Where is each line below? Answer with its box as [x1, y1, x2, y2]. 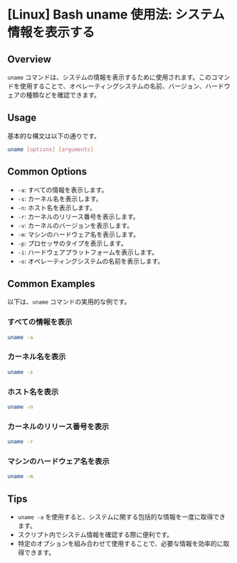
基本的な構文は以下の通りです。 [7, 131, 101, 140]
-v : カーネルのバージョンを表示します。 [17, 221, 134, 229]
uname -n [7, 403, 33, 410]
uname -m [7, 473, 33, 480]
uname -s [7, 368, 33, 376]
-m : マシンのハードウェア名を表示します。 [17, 229, 140, 239]
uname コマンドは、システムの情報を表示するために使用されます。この [7, 73, 211, 81]
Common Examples [7, 277, 96, 289]
